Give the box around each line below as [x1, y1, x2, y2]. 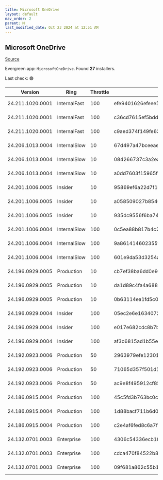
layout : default [5, 12, 38, 17]
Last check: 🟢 [5, 75, 34, 81]
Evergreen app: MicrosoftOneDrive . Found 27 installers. [5, 65, 115, 71]
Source [5, 56, 19, 62]
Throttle [90, 89, 110, 95]
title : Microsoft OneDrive [5, 7, 60, 12]
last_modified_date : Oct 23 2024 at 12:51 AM [5, 25, 98, 30]
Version [20, 89, 39, 95]
